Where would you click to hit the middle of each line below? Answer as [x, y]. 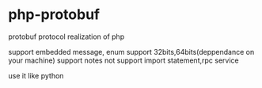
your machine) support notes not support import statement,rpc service [123, 60]
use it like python [36, 75]
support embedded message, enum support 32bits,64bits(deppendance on [131, 52]
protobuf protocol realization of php [66, 36]
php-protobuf [54, 15]
